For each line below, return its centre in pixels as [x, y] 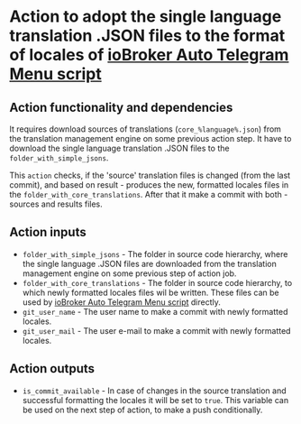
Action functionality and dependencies [121, 107]
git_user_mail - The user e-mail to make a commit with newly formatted [156, 330]
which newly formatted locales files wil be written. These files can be [150, 292]
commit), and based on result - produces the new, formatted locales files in [149, 185]
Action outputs [52, 369]
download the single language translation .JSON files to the [119, 148]
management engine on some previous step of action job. [129, 273]
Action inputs [48, 232]
